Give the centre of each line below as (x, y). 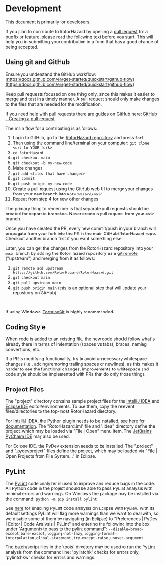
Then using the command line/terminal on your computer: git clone (81, 143)
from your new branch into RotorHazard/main (57, 194)
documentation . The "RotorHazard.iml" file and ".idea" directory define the (81, 426)
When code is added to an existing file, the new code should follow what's (80, 339)
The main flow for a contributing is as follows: (51, 128)
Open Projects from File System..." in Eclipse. (51, 456)
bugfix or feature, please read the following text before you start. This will (79, 37)
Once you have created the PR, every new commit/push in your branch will (81, 228)
